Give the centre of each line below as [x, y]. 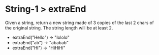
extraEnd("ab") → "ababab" [40, 42]
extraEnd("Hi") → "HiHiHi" [39, 48]
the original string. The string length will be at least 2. [59, 27]
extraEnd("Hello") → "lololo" [41, 37]
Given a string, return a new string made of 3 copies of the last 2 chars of [79, 23]
